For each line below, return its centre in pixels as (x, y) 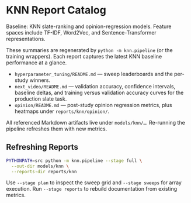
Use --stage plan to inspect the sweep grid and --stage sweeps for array (94, 183)
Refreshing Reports (42, 147)
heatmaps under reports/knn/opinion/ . (62, 111)
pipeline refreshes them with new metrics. (57, 129)
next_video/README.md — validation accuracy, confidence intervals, (95, 86)
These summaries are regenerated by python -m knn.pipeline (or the (90, 50)
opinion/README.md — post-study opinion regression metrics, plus (93, 105)
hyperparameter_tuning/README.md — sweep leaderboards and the (94, 74)
